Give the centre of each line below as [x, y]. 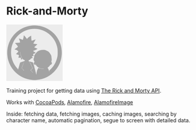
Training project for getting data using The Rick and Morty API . [84, 90]
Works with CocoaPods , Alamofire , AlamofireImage [70, 102]
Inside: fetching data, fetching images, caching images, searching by [92, 114]
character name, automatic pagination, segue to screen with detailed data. [98, 120]
